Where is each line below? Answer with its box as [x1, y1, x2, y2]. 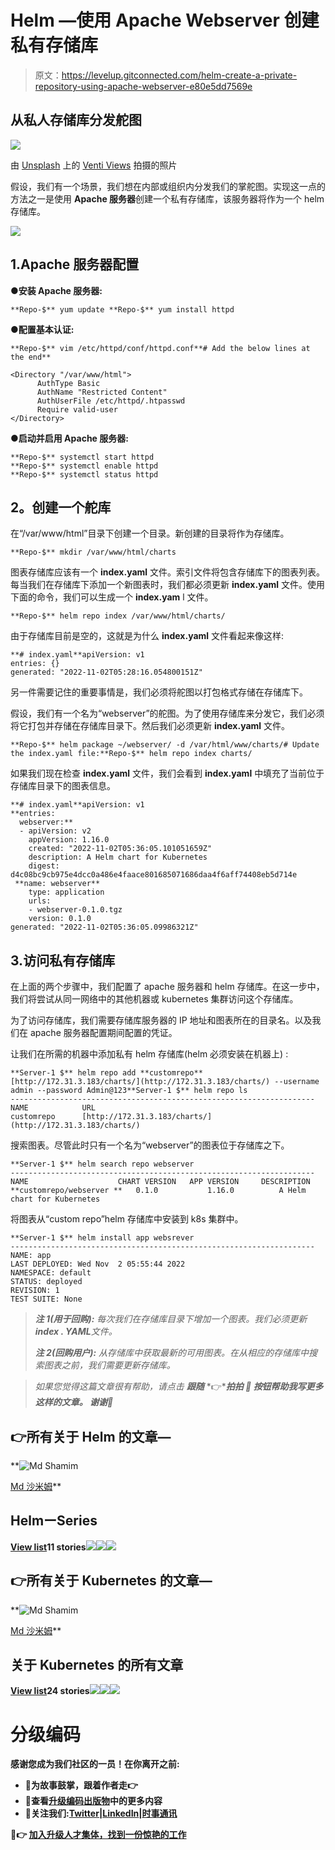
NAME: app [10, 1251, 52, 1261]
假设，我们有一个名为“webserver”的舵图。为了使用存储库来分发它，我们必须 [10, 707, 325, 720]
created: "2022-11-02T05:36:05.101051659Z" [28, 844, 213, 854]
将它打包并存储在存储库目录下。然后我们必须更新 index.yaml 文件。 [10, 720, 291, 732]
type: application [28, 887, 105, 898]
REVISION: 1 [10, 1286, 60, 1296]
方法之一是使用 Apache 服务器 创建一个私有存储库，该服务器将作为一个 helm [10, 192, 325, 205]
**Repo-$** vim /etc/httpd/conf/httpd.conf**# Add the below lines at [10, 343, 311, 353]
